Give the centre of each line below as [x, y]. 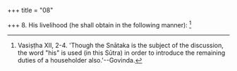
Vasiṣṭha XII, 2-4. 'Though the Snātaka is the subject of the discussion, [121, 45]
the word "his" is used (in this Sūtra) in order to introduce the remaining [121, 53]
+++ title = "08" [30, 10]
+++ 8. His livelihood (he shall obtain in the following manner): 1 [99, 24]
